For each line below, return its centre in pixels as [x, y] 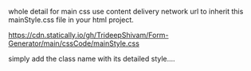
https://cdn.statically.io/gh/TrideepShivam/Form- [88, 35]
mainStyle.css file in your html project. [71, 20]
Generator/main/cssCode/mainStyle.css [74, 43]
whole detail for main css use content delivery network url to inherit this [126, 11]
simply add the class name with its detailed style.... [92, 59]
